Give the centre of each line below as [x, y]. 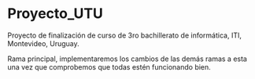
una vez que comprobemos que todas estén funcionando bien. [109, 66]
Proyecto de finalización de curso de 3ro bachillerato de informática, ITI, [124, 35]
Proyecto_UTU [55, 14]
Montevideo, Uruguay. [43, 43]
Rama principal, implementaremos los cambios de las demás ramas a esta [127, 59]
